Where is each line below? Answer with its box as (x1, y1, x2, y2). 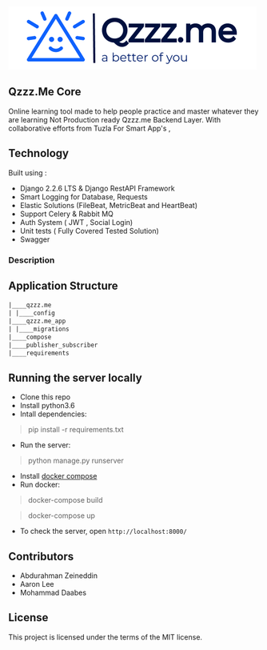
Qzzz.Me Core (8, 85, 82, 98)
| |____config (8, 309, 56, 318)
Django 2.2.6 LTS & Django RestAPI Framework (19, 183, 175, 193)
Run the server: (19, 440, 71, 450)
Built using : (8, 167, 47, 178)
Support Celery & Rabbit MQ (19, 209, 114, 219)
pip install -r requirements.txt (27, 425, 124, 435)
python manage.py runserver (27, 455, 124, 466)
